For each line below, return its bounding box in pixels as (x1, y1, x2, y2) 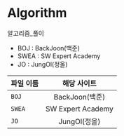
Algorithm (7, 5, 67, 21)
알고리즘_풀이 (7, 29, 44, 37)
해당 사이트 (62, 79, 97, 88)
